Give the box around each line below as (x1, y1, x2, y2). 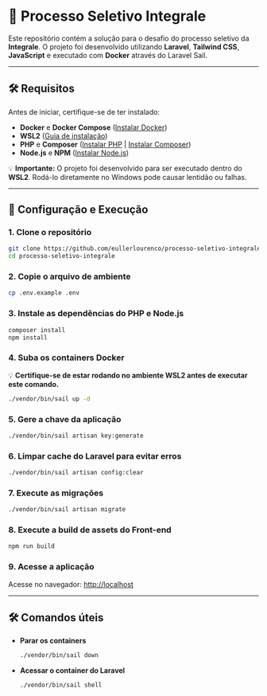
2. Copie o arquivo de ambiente (8, 271, 131, 282)
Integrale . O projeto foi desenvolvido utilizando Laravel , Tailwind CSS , (8, 41, 240, 51)
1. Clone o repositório (8, 227, 92, 238)
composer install (8, 326, 66, 334)
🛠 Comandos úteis (8, 611, 104, 624)
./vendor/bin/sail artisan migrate (8, 506, 126, 514)
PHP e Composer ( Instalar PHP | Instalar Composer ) (19, 139, 192, 149)
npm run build (8, 542, 56, 550)
